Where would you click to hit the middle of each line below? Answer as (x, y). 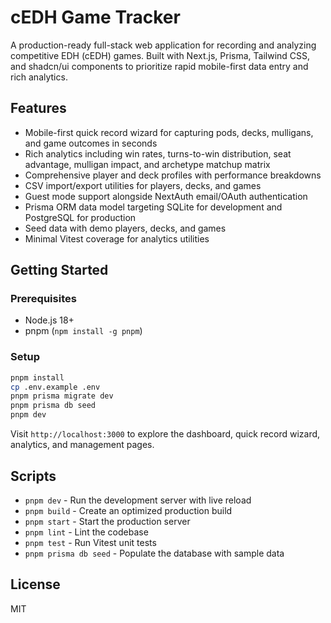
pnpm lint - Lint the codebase (86, 532)
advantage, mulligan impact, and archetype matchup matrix (147, 164)
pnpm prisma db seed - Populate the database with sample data (154, 553)
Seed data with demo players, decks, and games (125, 228)
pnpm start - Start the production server (107, 521)
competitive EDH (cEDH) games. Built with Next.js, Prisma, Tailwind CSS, (160, 55)
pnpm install (37, 377)
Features (38, 108)
